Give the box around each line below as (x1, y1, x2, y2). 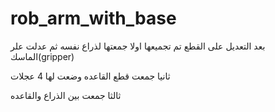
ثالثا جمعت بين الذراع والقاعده (10, 89, 122, 101)
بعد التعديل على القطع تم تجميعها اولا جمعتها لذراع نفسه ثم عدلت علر (10, 40, 266, 52)
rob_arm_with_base (10, 7, 177, 30)
